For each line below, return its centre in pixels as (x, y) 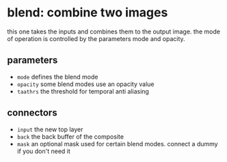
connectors (32, 113)
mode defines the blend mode (57, 77)
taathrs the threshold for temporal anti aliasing (83, 91)
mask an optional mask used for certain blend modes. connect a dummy (117, 144)
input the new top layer (50, 129)
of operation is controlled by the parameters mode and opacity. (96, 38)
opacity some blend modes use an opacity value (85, 84)
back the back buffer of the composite (70, 136)
